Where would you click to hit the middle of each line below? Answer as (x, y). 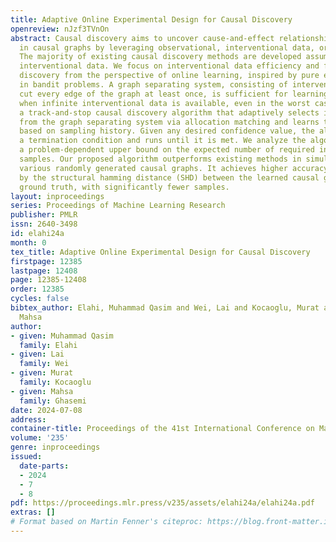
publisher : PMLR (44, 215)
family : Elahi (48, 345)
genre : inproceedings (55, 447)
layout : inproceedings (57, 196)
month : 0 (28, 242)
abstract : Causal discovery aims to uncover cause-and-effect (142, 38)
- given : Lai (37, 354)
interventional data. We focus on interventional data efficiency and (169, 66)
